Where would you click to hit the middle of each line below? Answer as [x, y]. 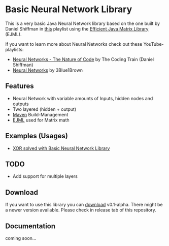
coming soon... [21, 238]
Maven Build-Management [40, 114]
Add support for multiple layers [45, 176]
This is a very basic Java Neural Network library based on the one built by [83, 23]
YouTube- [154, 44]
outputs [21, 104]
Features [20, 86]
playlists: [14, 49]
